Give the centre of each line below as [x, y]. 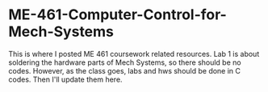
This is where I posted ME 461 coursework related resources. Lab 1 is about [134, 54]
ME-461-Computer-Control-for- [118, 15]
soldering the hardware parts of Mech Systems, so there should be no [125, 62]
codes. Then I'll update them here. [65, 79]
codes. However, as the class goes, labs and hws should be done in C [124, 70]
